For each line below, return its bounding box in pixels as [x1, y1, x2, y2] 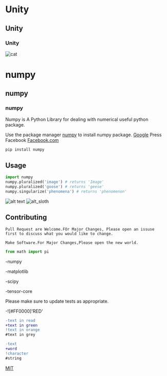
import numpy [5, 175, 33, 180]
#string [5, 356, 22, 361]
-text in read [5, 318, 36, 323]
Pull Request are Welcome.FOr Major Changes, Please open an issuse [5, 226, 155, 232]
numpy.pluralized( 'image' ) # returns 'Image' [5, 179, 104, 185]
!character [5, 351, 29, 356]
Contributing [5, 213, 47, 222]
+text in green [5, 323, 38, 328]
